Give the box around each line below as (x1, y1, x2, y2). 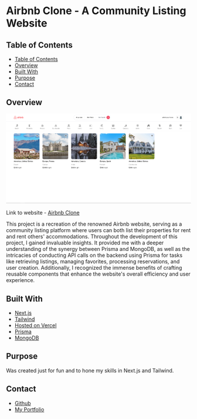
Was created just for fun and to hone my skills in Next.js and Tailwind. (6, 367, 174, 374)
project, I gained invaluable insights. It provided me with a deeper (6, 239, 164, 246)
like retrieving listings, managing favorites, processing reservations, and (6, 258, 180, 265)
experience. (6, 277, 35, 284)
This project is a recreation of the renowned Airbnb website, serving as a (6, 220, 182, 227)
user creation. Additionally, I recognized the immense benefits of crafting (6, 264, 182, 271)
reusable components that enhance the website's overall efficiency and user (6, 270, 191, 277)
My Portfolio (14, 405, 45, 413)
